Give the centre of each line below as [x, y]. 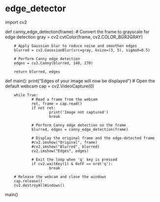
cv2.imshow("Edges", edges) [60, 151]
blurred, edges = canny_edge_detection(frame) [80, 129]
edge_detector [36, 9]
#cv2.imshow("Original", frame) [64, 142]
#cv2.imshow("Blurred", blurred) [65, 146]
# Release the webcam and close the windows [60, 177]
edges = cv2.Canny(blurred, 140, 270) [53, 63]
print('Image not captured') [79, 112]
